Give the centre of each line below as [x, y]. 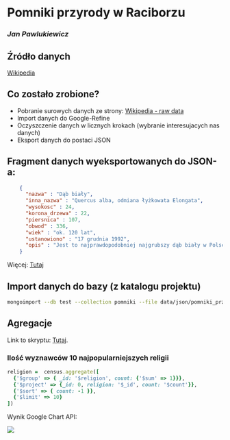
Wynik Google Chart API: [42, 417]
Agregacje [30, 323]
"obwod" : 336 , [47, 226]
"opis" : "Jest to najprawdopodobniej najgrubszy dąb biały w [116, 245]
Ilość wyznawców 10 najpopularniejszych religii [88, 358]
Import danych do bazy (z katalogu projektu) [104, 286]
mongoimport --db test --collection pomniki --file [82, 302]
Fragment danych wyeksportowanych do [97, 161]
